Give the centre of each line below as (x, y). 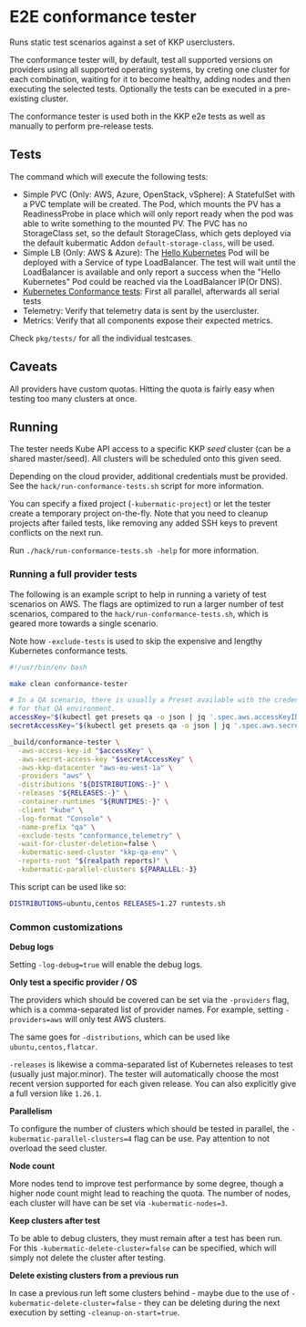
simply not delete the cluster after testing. (87, 1258)
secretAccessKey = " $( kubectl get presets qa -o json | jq (120, 726)
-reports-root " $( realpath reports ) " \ (93, 861)
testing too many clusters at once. (73, 398)
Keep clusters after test (55, 1221)
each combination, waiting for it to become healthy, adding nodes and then (150, 78)
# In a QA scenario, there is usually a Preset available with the (140, 700)
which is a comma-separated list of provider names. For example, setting (147, 1009)
